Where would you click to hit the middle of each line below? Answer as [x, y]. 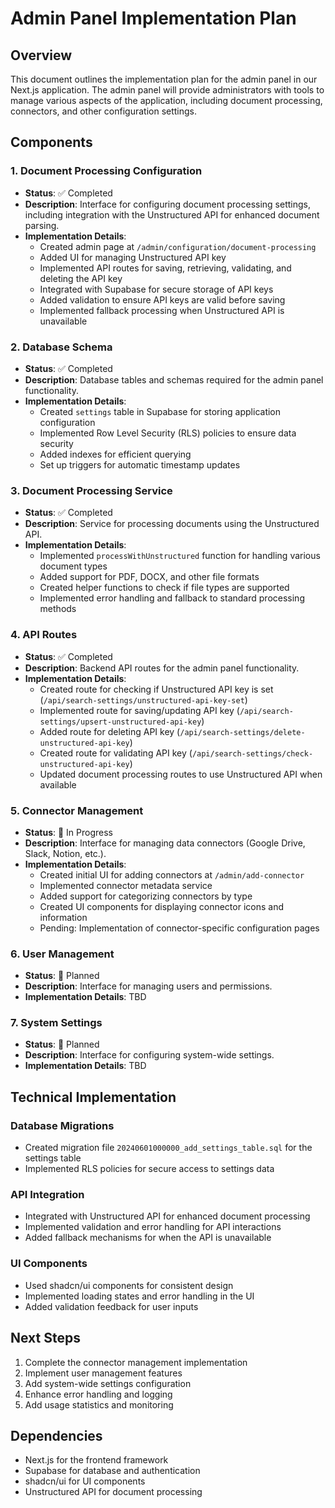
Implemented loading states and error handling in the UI [139, 1296]
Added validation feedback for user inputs [111, 1306]
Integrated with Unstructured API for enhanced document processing [167, 1216]
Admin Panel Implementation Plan [153, 18]
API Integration [47, 1195]
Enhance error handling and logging [98, 1394]
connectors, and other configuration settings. [104, 111]
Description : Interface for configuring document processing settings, [167, 204]
